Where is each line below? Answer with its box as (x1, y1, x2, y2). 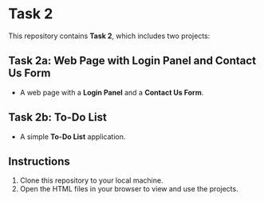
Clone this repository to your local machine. (19, 176, 164, 185)
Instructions (8, 154, 70, 168)
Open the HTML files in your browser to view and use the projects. (19, 184, 238, 194)
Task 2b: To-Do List (8, 110, 108, 124)
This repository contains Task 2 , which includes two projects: (8, 31, 211, 41)
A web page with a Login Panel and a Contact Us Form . (19, 87, 204, 97)
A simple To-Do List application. (19, 132, 126, 141)
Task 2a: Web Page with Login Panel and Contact (8, 54, 257, 68)
